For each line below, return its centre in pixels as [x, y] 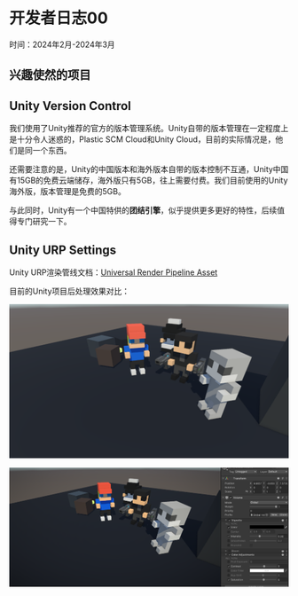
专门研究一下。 [44, 222]
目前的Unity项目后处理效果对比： [70, 291]
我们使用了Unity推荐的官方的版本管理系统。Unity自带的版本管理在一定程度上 [149, 129]
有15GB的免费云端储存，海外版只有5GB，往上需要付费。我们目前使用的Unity [149, 180]
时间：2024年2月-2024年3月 [62, 44]
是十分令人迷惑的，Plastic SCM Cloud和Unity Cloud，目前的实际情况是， [142, 139]
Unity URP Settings [63, 250]
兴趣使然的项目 [50, 75]
